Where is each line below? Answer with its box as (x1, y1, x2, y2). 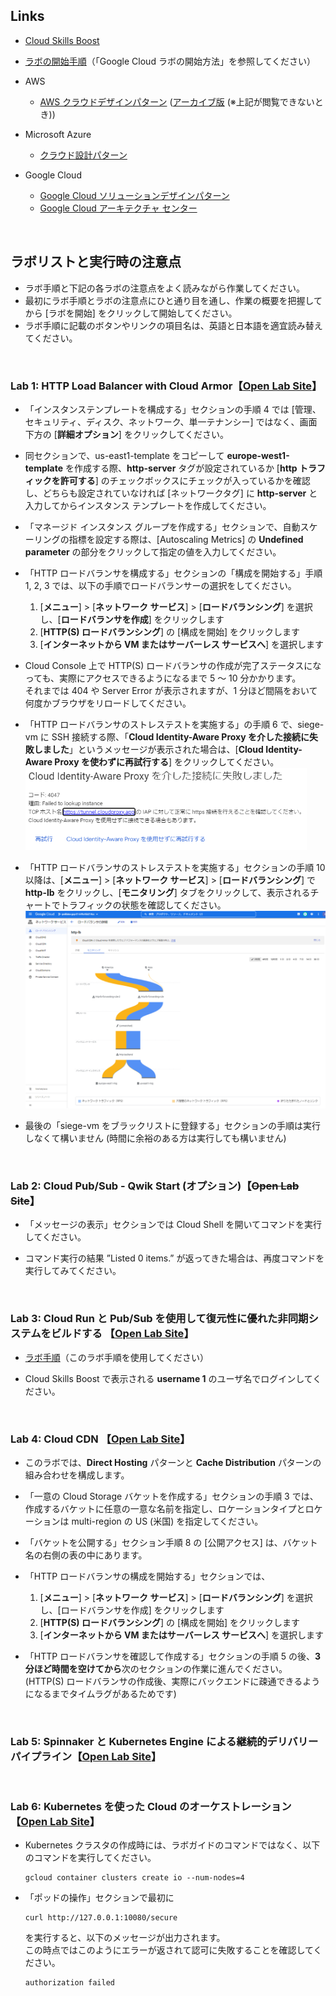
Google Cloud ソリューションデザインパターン (39, 189, 230, 201)
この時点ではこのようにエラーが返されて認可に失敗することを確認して (24, 1944, 314, 1956)
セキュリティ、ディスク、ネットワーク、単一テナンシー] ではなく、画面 (24, 415, 318, 428)
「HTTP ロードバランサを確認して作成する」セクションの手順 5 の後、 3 (24, 1650, 321, 1662)
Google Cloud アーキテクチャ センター (39, 202, 198, 214)
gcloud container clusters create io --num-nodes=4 (24, 1873, 245, 1883)
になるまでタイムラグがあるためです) (24, 1687, 177, 1699)
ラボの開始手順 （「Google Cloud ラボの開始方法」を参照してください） (24, 55, 317, 67)
